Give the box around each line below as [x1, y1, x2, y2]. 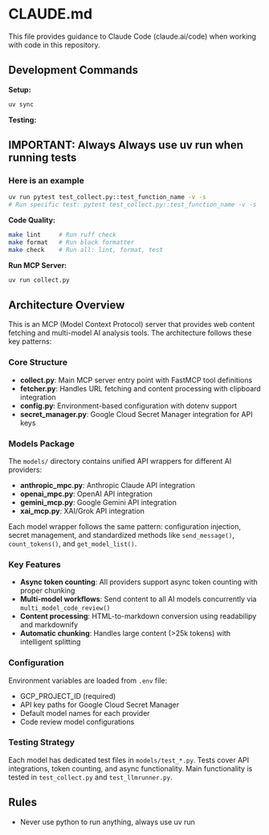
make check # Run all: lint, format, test [8, 246, 163, 254]
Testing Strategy [8, 737, 75, 748]
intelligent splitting [19, 637, 81, 647]
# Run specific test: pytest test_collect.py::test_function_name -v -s [8, 200, 257, 209]
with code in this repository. [8, 39, 100, 49]
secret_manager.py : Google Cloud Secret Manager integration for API [19, 409, 253, 419]
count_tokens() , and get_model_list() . [8, 539, 137, 548]
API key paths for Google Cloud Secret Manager [19, 700, 179, 709]
